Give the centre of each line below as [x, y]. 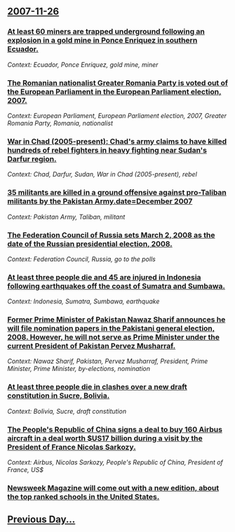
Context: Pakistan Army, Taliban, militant [66, 217]
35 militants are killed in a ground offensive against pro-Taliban [117, 193]
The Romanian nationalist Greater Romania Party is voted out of [118, 82]
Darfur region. [32, 159]
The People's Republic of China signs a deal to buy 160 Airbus [115, 429]
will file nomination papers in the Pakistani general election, [111, 329]
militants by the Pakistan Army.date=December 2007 [100, 201]
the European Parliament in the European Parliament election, [114, 91]
